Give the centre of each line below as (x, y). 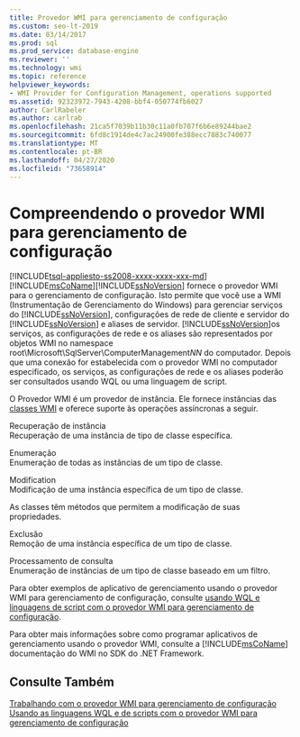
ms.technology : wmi (46, 68)
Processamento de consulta (61, 561)
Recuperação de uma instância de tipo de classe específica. (121, 436)
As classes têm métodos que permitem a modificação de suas (125, 507)
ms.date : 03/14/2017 (48, 34)
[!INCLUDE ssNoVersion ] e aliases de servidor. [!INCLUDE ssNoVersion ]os (145, 324)
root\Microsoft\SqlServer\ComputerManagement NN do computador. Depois (150, 353)
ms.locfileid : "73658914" (58, 168)
